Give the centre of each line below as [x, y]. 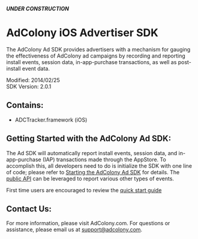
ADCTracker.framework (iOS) [51, 120]
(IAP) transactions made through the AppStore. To [104, 159]
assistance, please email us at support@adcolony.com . [74, 229]
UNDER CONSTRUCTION [37, 9]
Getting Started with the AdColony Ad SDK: [89, 139]
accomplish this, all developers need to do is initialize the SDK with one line [99, 166]
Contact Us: [29, 209]
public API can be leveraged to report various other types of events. [90, 179]
